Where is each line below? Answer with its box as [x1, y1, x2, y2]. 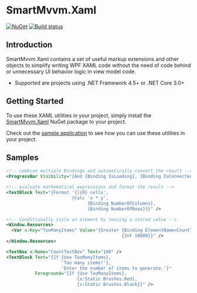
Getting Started [6, 96, 64, 106]
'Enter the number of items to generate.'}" [61, 265, 172, 271]
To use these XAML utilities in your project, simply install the [6, 112, 152, 119]
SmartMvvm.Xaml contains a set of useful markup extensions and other [6, 55, 179, 62]
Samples [6, 152, 39, 162]
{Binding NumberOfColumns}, [87, 200, 157, 206]
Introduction [6, 40, 53, 50]
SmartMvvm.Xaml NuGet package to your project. [6, 118, 127, 125]
